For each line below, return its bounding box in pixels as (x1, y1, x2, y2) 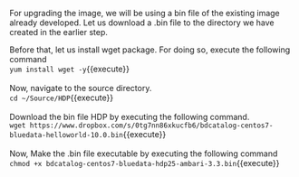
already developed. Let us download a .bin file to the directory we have (9, 17, 275, 28)
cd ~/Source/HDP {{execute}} (9, 92, 114, 103)
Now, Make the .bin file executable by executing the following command (9, 148, 278, 159)
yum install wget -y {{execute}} (9, 63, 130, 74)
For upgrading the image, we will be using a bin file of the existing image (9, 8, 281, 18)
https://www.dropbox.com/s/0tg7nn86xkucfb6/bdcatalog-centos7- (29, 121, 274, 130)
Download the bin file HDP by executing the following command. (9, 112, 250, 122)
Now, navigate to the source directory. (9, 83, 152, 93)
